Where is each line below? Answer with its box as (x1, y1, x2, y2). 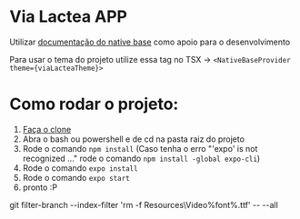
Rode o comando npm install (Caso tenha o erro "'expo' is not (22, 143, 258, 154)
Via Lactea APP (9, 6, 127, 27)
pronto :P (22, 182, 57, 193)
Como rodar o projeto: (9, 94, 179, 114)
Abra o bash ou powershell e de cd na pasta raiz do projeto (22, 134, 245, 144)
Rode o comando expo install (22, 162, 138, 174)
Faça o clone (22, 124, 72, 134)
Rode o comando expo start (22, 172, 130, 183)
